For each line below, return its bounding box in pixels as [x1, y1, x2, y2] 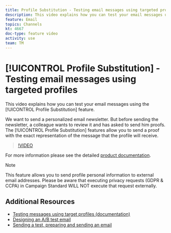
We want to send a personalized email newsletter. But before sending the [5, 116, 159, 122]
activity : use [5, 36, 36, 41]
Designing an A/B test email [12, 216, 71, 222]
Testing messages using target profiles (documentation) [12, 211, 131, 217]
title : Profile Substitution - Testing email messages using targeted [5, 7, 158, 13]
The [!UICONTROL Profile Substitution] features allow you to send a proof [5, 127, 160, 133]
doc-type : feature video [5, 31, 58, 36]
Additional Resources [5, 197, 75, 206]
